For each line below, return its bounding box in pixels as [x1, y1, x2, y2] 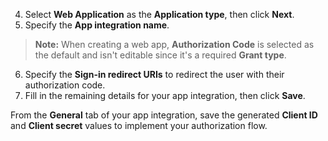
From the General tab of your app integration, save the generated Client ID [10, 109, 318, 121]
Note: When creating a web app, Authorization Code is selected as [34, 39, 315, 50]
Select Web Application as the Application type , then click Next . [24, 9, 295, 20]
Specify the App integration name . [24, 19, 170, 31]
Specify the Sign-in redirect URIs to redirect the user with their [24, 69, 285, 80]
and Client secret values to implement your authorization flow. [10, 120, 268, 131]
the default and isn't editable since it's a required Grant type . [34, 49, 287, 61]
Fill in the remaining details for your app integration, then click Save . [24, 90, 306, 101]
